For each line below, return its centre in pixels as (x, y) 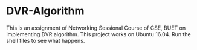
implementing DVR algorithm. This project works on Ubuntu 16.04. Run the (99, 34)
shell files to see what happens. (46, 40)
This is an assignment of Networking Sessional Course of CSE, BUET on (96, 28)
